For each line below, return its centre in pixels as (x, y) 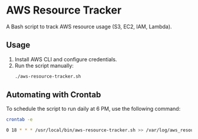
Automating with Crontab (54, 95)
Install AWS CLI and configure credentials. (66, 59)
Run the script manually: (44, 65)
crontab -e (19, 120)
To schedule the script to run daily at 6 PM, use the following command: (93, 109)
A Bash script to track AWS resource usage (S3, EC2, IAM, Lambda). (89, 27)
